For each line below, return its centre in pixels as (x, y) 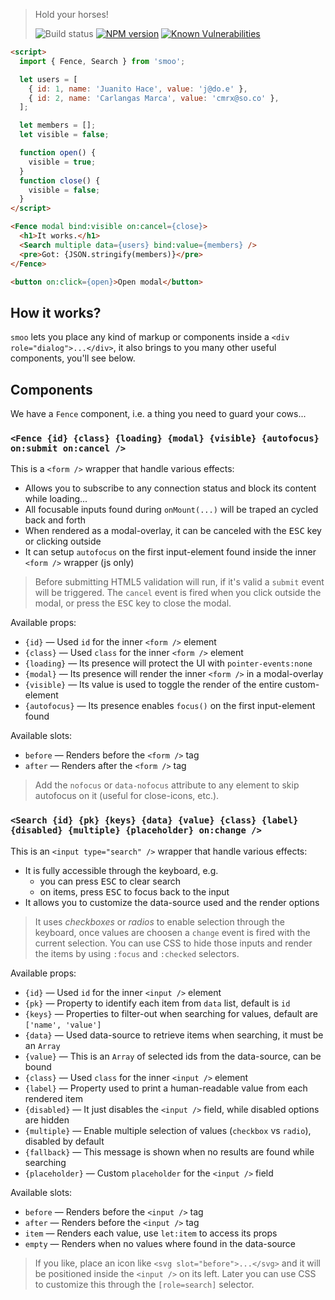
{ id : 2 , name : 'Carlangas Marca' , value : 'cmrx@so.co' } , (154, 98)
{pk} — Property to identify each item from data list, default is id (157, 1003)
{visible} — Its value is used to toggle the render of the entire (153, 685)
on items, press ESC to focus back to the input (134, 891)
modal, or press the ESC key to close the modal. (133, 603)
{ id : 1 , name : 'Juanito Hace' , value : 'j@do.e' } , (138, 89)
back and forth (55, 520)
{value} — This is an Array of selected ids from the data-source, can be (173, 1056)
